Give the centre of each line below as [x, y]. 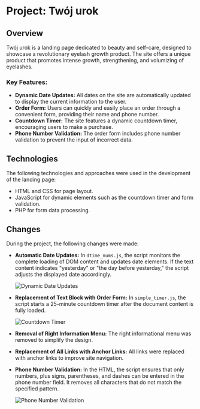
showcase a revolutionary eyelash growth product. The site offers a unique [99, 54]
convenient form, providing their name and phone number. [87, 115]
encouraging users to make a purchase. [64, 127]
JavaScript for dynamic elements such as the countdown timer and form [104, 198]
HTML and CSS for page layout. [54, 191]
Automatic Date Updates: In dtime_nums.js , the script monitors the [98, 255]
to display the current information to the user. [71, 102]
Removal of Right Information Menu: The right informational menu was [103, 333]
